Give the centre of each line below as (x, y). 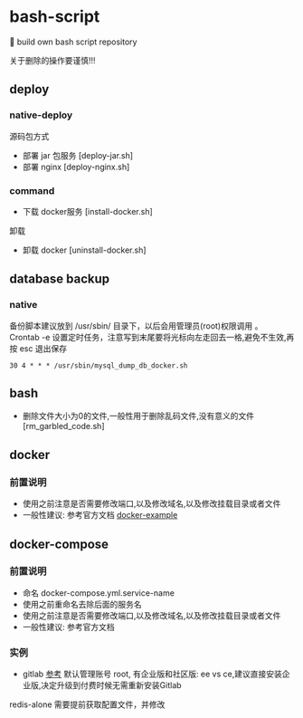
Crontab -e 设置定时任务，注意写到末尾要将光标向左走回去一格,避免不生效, (148, 337)
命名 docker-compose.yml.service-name (98, 593)
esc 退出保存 (43, 348)
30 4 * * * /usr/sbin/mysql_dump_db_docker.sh (99, 365)
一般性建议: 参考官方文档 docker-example (100, 515)
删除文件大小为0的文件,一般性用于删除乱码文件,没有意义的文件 (138, 416)
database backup (60, 279)
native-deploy (41, 115)
